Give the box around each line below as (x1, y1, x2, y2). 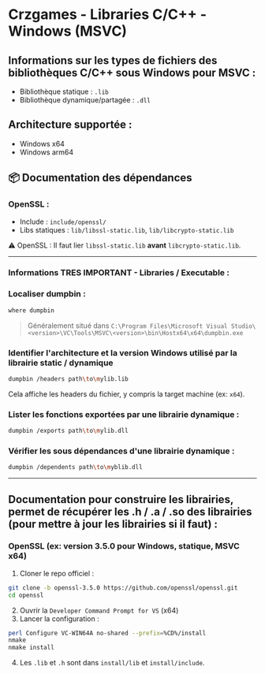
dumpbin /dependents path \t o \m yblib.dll (8, 464, 144, 471)
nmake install (8, 644, 55, 652)
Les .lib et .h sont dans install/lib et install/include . (19, 658, 205, 668)
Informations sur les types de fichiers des (8, 54, 218, 67)
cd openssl (8, 591, 44, 599)
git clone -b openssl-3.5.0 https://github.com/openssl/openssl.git (8, 583, 238, 592)
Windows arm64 (19, 147, 74, 157)
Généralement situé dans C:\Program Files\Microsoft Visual (27, 321, 228, 330)
